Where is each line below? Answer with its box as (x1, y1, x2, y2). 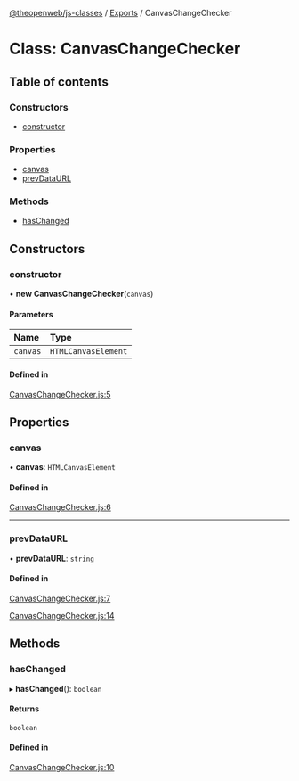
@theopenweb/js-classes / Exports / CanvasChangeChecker (9, 8, 232, 18)
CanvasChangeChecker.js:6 (9, 502, 111, 513)
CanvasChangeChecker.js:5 (9, 389, 111, 399)
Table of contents (9, 74, 109, 89)
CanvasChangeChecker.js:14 (9, 610, 115, 621)
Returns (9, 703, 40, 714)
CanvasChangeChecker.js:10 (9, 762, 115, 773)
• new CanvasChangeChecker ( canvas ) (9, 289, 154, 300)
